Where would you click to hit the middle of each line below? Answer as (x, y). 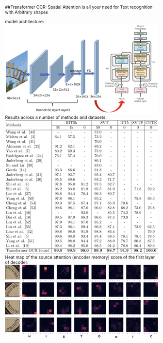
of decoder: (17, 262)
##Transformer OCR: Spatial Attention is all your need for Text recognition (79, 7)
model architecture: (24, 22)
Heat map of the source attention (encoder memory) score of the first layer (80, 257)
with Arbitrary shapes (27, 12)
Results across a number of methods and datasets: (56, 117)
